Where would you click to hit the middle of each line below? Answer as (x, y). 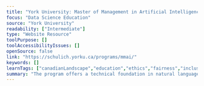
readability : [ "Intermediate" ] (46, 29)
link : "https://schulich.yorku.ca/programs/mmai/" (72, 57)
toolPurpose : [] (27, 40)
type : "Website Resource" (39, 35)
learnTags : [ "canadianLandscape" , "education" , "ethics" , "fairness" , (93, 68)
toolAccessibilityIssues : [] (43, 46)
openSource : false (29, 51)
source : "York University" (40, 23)
